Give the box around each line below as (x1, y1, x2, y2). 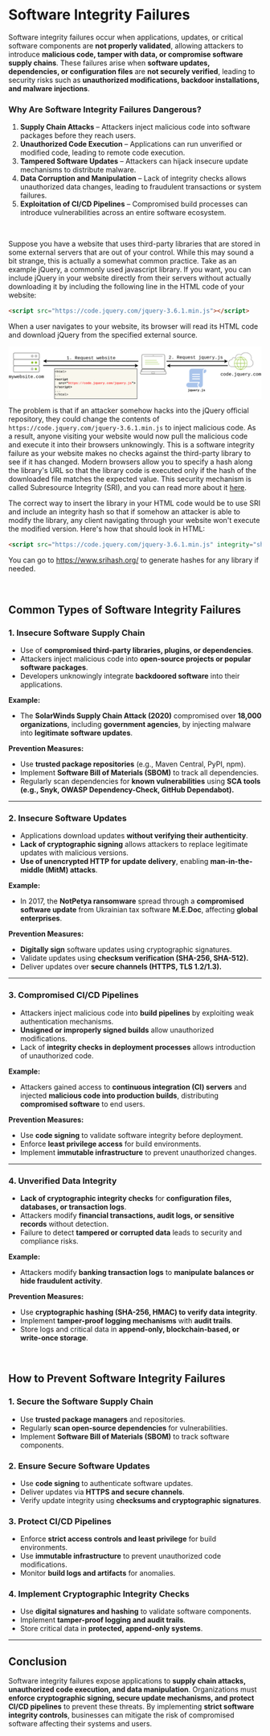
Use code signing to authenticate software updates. (19, 1478, 194, 1488)
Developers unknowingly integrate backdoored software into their (19, 671, 240, 680)
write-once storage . (19, 1332, 88, 1343)
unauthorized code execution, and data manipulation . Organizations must (8, 1684, 257, 1694)
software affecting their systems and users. (8, 1719, 153, 1729)
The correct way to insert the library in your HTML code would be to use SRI (8, 498, 261, 509)
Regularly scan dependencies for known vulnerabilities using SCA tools (19, 776, 261, 786)
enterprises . (19, 913, 63, 924)
